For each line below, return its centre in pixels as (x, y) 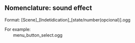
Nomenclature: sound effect (48, 8)
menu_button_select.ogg (38, 35)
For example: (18, 29)
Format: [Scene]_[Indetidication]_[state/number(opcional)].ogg (67, 20)
